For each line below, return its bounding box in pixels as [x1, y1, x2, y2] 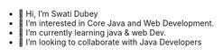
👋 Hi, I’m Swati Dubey [17, 9, 98, 19]
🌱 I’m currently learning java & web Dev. [17, 28, 167, 37]
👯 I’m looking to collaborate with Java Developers [17, 36, 202, 47]
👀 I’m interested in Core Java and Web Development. [17, 18, 215, 28]
